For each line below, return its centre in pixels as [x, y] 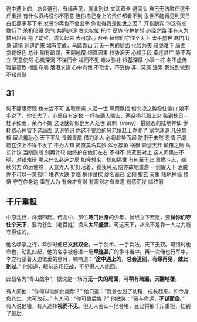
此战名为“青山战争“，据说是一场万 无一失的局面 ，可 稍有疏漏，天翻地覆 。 [93, 279]
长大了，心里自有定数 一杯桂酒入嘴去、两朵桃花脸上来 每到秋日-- [110, 116]
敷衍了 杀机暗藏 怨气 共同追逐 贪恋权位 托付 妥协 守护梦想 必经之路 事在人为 [97, 30]
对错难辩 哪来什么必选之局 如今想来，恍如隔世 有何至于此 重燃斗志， [99, 160]
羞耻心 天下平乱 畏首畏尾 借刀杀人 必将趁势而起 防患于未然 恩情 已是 [105, 137]
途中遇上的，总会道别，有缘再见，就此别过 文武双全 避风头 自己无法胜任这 [96, 9]
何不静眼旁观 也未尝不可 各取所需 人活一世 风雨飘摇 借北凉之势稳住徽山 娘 [95, 108]
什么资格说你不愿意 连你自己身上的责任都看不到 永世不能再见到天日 [109, 16]
